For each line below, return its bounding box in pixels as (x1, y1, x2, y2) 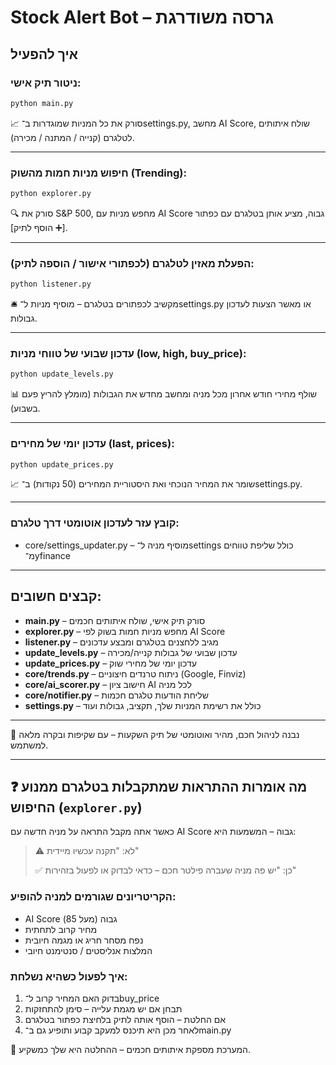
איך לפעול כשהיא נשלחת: (10, 969, 128, 983)
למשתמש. (10, 739, 49, 751)
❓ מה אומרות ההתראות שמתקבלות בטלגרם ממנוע (10, 778, 308, 795)
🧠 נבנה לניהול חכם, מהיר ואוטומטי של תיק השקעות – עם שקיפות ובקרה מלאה (10, 728, 300, 740)
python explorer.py (10, 189, 92, 199)
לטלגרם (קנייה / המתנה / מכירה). (10, 131, 135, 143)
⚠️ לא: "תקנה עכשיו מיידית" (34, 845, 140, 857)
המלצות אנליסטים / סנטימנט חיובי (24, 944, 153, 956)
